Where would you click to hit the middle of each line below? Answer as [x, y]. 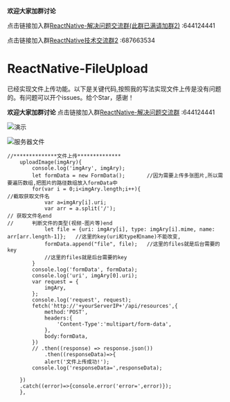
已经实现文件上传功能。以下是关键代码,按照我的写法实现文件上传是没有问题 [114, 89]
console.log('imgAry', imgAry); [79, 168]
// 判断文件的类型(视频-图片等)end [60, 223]
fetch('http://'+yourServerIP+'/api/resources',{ [105, 306]
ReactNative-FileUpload [78, 69]
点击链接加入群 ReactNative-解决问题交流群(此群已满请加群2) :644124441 [111, 26]
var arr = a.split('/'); [80, 208]
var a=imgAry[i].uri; [76, 202]
